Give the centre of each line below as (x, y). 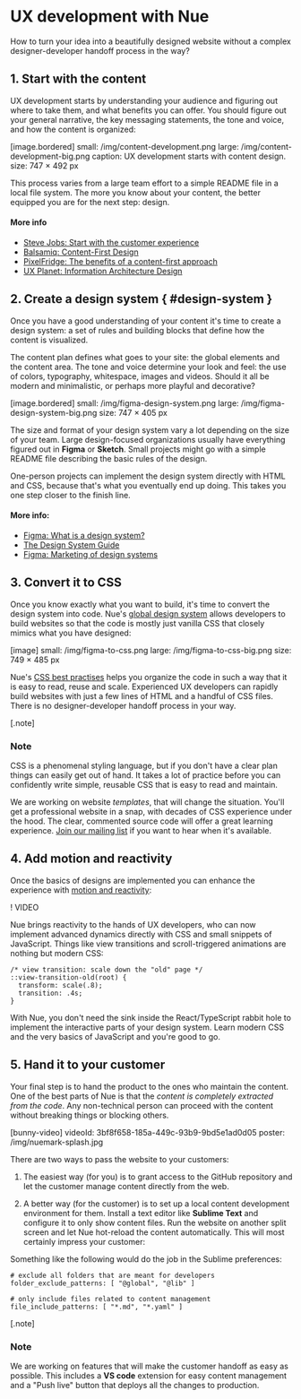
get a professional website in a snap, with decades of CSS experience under (151, 812)
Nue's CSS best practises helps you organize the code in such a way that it (149, 677)
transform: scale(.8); (60, 985)
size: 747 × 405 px (133, 412)
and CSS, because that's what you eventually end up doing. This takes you (148, 485)
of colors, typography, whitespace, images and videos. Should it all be (140, 376)
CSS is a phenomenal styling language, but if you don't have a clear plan (144, 766)
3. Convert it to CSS (66, 583)
